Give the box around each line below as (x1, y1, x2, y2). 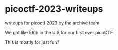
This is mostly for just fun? (5, 39, 60, 45)
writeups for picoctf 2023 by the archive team (5, 20, 100, 26)
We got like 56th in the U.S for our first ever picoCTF (5, 29, 113, 35)
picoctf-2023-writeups (5, 3, 103, 15)
